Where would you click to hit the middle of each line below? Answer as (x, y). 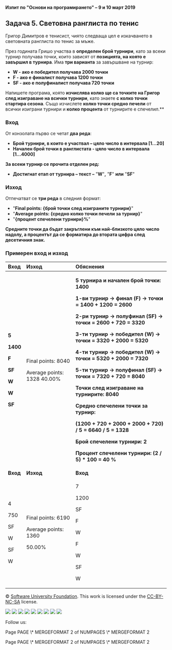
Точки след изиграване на (110, 387)
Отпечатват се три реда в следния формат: (53, 199)
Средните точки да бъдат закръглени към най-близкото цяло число (82, 229)
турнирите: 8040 (97, 394)
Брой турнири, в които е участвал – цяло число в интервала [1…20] (89, 143)
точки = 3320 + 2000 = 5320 (112, 340)
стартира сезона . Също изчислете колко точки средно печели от (79, 103)
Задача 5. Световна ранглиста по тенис (72, 23)
